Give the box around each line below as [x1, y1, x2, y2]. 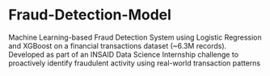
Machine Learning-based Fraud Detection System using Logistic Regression [8, 32, 262, 42]
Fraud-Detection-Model [8, 6, 172, 24]
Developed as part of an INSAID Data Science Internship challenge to [8, 49, 239, 59]
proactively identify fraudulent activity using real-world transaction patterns [8, 58, 261, 68]
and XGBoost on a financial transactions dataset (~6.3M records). [8, 40, 227, 50]
